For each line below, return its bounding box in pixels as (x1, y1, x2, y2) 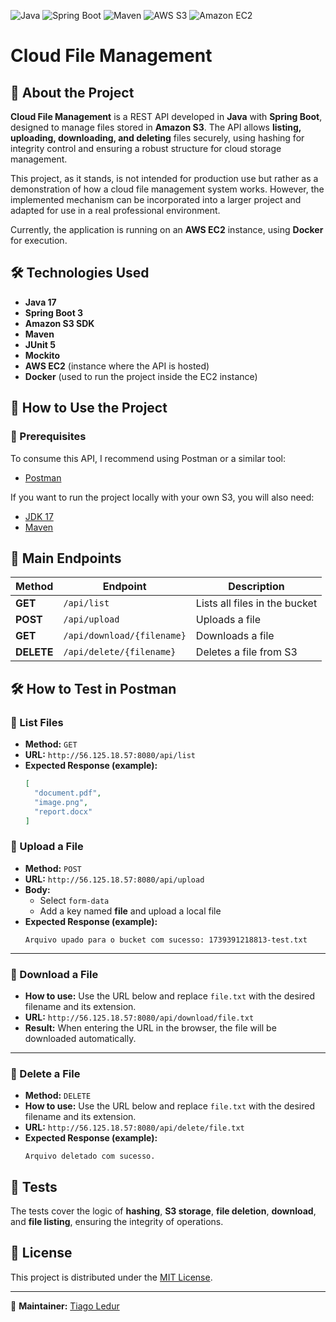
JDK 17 (24, 510, 54, 522)
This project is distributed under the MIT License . (10, 1271, 213, 1283)
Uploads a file (195, 613, 261, 627)
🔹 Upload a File (10, 840, 84, 854)
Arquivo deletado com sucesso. (24, 1151, 156, 1162)
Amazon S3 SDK (24, 317, 95, 329)
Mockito (24, 349, 61, 361)
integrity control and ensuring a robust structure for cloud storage (10, 143, 282, 154)
